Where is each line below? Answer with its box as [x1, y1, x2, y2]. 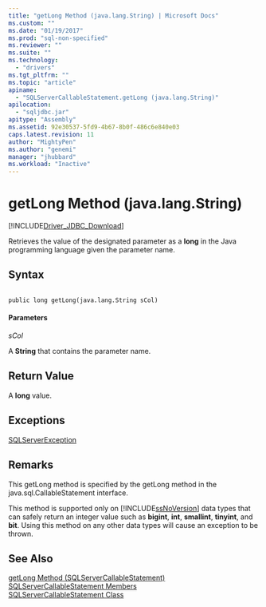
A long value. [8, 391, 53, 400]
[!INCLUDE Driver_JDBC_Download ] [8, 221, 125, 231]
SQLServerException [8, 434, 77, 444]
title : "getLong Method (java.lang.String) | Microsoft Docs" [8, 11, 219, 20]
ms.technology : [8, 57, 59, 65]
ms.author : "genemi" [8, 145, 77, 153]
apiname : [8, 85, 37, 94]
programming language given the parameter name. [8, 245, 175, 255]
